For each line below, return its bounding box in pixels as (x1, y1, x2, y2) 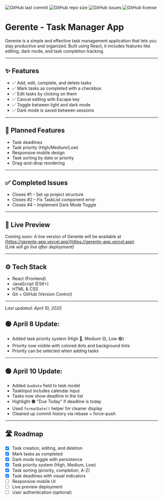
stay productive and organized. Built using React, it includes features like (5, 43, 150, 49)
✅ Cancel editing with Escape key (12, 96, 80, 102)
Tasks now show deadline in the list (12, 393, 83, 399)
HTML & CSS (12, 286, 38, 292)
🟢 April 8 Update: (5, 320, 60, 328)
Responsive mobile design (12, 149, 65, 156)
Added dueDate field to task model (12, 382, 81, 388)
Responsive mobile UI (12, 478, 56, 484)
